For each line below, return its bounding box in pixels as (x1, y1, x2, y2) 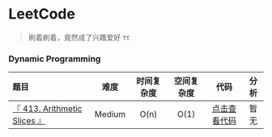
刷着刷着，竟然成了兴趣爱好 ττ (28, 32, 130, 42)
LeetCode (8, 5, 75, 23)
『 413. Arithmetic (12, 103, 83, 114)
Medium (94, 109, 126, 120)
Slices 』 (12, 115, 46, 127)
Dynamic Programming (8, 53, 101, 64)
